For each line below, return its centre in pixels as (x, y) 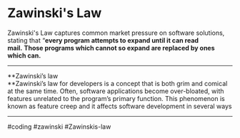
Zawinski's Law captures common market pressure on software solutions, (116, 33)
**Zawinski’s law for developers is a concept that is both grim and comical (117, 83)
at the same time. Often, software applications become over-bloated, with (116, 91)
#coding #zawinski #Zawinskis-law (59, 127)
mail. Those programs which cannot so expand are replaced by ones (111, 48)
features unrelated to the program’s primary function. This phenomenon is (116, 98)
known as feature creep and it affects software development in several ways (120, 106)
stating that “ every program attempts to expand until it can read (103, 40)
